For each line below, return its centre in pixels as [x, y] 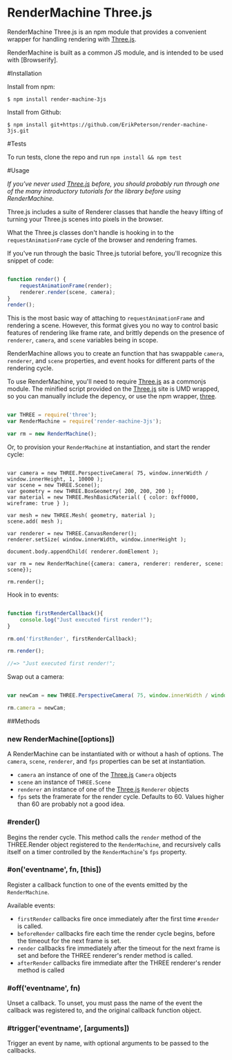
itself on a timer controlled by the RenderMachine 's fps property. [97, 851]
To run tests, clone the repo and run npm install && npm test [95, 157]
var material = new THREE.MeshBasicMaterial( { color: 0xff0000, [103, 497]
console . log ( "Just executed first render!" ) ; [86, 619]
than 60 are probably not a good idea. [71, 804]
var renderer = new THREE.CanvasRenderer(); [72, 533]
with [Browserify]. [33, 59]
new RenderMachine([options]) [61, 739]
